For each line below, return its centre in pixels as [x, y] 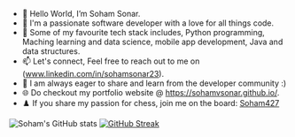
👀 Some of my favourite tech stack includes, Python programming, [144, 32]
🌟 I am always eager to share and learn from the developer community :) [154, 83]
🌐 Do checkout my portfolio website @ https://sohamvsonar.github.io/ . [151, 92]
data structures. [51, 51]
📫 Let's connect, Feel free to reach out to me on [111, 61]
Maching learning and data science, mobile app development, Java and [152, 42]
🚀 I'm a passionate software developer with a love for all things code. [148, 23]
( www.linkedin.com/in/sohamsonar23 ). [93, 74]
